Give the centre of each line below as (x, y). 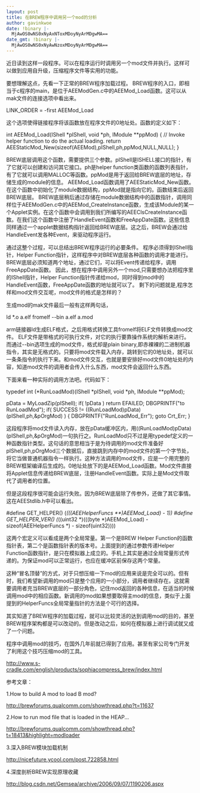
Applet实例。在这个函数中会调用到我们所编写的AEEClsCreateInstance (96, 212)
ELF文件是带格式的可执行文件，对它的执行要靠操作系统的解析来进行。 (104, 337)
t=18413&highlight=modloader (43, 735)
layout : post (22, 12)
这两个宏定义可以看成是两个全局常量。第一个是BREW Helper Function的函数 (99, 538)
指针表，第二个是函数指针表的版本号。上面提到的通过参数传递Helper (90, 545)
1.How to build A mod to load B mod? (51, 694)
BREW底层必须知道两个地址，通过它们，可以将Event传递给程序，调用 (91, 262)
